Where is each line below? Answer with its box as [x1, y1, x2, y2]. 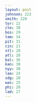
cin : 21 [5, 44, 21, 49]
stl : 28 [5, 48, 21, 53]
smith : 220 [5, 16, 27, 21]
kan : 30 [5, 62, 21, 67]
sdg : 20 [5, 76, 21, 80]
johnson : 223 [5, 12, 32, 17]
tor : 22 [5, 21, 21, 26]
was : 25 [5, 80, 21, 85]
